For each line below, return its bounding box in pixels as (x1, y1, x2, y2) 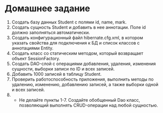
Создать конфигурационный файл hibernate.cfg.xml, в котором (11, 35, 143, 41)
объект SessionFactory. (11, 55, 61, 61)
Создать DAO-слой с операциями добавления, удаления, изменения (11, 61, 156, 67)
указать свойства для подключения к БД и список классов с (11, 40, 140, 45)
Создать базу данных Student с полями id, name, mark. (11, 19, 127, 25)
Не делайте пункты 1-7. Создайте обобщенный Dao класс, (19, 97, 140, 103)
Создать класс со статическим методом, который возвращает (11, 50, 143, 56)
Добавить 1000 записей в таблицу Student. (11, 71, 102, 77)
